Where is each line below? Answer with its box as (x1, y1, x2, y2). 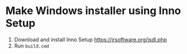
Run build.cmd (14, 42, 50, 49)
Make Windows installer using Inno (5, 4, 181, 18)
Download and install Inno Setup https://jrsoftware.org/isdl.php (14, 36, 168, 43)
